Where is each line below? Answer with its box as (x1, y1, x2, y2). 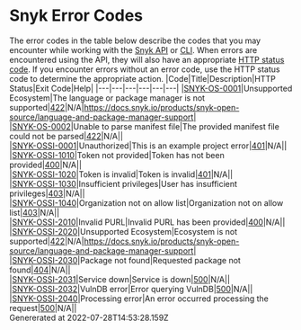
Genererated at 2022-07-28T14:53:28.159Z (9, 312, 169, 323)
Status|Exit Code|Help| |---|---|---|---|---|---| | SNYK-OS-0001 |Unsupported (9, 83, 293, 94)
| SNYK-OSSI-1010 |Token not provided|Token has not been (9, 149, 225, 160)
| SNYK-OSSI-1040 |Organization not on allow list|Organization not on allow (9, 197, 284, 208)
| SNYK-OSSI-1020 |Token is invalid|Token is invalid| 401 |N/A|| (9, 168, 234, 180)
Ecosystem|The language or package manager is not (9, 92, 205, 103)
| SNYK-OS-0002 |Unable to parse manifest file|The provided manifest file (9, 120, 280, 131)
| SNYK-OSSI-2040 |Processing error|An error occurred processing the (9, 293, 270, 304)
